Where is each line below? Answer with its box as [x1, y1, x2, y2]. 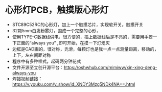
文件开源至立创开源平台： [12, 64, 64, 70]
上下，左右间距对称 [12, 52, 51, 58]
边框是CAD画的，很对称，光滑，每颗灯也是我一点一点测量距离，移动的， [12, 46, 159, 52]
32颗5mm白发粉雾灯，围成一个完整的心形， [12, 27, 101, 33]
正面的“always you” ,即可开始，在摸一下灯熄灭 [16, 40, 110, 46]
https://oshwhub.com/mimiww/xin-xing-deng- [63, 64, 158, 70]
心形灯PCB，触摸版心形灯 [5, 4, 109, 16]
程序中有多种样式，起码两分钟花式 [12, 58, 81, 64]
